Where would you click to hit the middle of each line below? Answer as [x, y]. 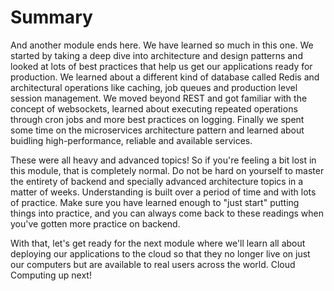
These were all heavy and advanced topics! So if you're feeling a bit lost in [163, 160]
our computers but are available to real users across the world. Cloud [153, 264]
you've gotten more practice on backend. [95, 223]
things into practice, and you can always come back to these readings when [167, 213]
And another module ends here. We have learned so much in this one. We [162, 45]
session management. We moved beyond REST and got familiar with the [159, 98]
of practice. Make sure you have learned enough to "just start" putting [155, 202]
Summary [51, 17]
